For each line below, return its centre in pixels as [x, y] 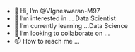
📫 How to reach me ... [47, 41]
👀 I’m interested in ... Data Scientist [65, 18]
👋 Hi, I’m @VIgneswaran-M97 [57, 11]
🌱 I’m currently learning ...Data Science [71, 26]
